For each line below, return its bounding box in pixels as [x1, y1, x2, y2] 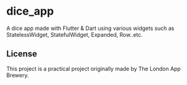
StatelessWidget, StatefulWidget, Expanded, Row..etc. [6, 31, 143, 38]
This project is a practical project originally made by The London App [6, 65, 181, 72]
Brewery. [6, 72, 29, 79]
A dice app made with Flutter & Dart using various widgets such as [6, 24, 175, 32]
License [6, 49, 37, 59]
